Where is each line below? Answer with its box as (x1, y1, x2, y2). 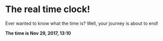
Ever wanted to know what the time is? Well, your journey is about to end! (5, 20, 158, 26)
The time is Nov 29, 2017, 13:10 (5, 30, 71, 36)
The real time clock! (5, 4, 90, 15)
